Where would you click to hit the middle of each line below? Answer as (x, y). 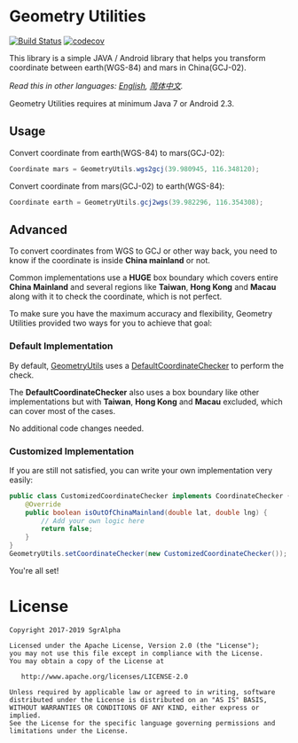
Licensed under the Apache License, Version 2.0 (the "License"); (134, 645)
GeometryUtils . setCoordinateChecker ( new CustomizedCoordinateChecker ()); (149, 554)
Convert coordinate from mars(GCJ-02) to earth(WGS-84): (117, 186)
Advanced (39, 229)
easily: (21, 480)
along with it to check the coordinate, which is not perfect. (116, 297)
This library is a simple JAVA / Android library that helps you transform (137, 58)
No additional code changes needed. (77, 428)
